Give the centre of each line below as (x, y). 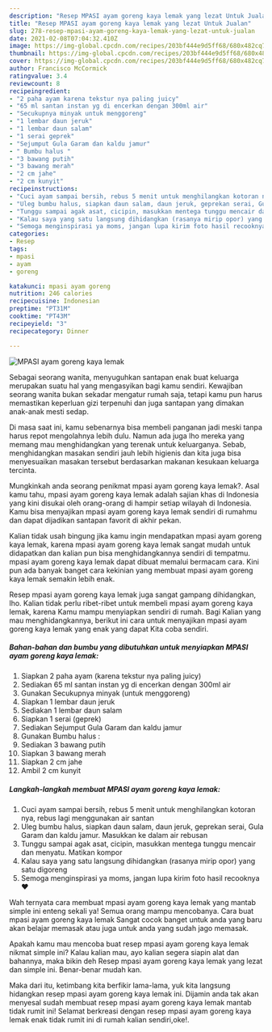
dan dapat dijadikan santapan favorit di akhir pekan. (95, 520)
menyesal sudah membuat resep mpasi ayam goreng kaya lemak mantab (131, 1003)
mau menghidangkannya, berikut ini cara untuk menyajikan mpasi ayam (128, 620)
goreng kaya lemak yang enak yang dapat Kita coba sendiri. (109, 628)
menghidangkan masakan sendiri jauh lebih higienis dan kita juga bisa (125, 453)
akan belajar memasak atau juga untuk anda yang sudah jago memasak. (129, 928)
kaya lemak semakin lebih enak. (62, 578)
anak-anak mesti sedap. (49, 411)
